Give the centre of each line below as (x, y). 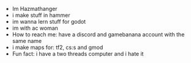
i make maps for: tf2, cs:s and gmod (58, 47)
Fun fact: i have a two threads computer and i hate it (78, 54)
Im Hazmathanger (35, 9)
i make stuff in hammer (41, 15)
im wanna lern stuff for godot (49, 22)
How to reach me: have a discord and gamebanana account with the (98, 35)
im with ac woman (35, 28)
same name (27, 41)
